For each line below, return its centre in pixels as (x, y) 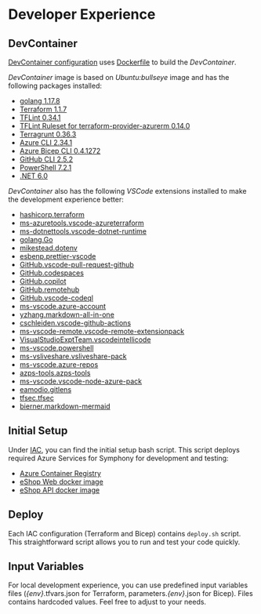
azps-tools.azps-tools (55, 373)
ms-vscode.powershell (56, 348)
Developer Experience (82, 15)
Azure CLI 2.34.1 (46, 142)
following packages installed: (55, 85)
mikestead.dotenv (49, 248)
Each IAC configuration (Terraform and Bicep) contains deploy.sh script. (125, 533)
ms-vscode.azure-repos (59, 365)
